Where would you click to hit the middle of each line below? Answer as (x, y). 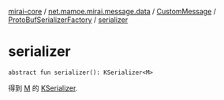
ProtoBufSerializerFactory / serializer (68, 20)
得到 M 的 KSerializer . (43, 88)
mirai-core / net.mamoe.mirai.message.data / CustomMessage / (112, 11)
